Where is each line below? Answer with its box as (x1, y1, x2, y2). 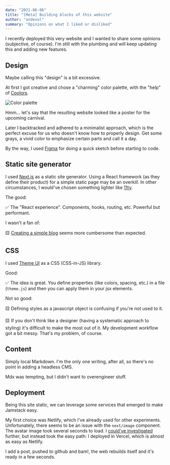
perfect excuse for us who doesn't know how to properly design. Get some (5, 130, 162, 136)
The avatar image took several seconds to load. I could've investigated (5, 428, 153, 434)
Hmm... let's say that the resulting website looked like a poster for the (5, 110, 150, 116)
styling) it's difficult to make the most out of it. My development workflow (5, 325, 158, 331)
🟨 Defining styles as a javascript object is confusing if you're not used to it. (5, 305, 163, 312)
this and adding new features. (5, 46, 67, 52)
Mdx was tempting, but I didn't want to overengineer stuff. (5, 374, 127, 380)
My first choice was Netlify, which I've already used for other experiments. (5, 417, 161, 423)
